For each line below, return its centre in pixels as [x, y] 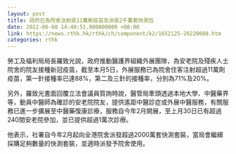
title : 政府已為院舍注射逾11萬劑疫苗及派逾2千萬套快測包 [81, 20]
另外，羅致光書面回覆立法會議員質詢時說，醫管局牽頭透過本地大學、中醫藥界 [118, 94]
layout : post [26, 14]
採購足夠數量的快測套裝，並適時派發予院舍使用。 [78, 143]
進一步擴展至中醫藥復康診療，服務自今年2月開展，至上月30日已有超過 [121, 111]
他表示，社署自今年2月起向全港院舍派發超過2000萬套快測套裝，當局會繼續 [115, 135]
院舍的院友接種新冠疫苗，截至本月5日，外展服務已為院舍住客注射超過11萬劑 [116, 70]
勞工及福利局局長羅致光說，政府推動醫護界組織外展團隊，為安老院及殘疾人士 [118, 61]
